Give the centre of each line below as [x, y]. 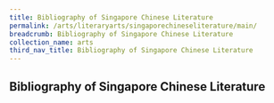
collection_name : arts [51, 42]
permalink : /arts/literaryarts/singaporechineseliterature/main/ [133, 26]
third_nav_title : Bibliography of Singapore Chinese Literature [131, 51]
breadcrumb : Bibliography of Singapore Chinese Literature [121, 34]
